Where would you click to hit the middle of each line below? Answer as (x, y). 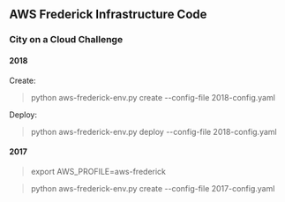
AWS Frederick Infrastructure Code (108, 15)
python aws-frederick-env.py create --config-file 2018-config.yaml (153, 97)
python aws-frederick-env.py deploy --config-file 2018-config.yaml (154, 131)
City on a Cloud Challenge (66, 40)
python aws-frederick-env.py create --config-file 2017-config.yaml (153, 188)
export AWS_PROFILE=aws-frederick (98, 171)
